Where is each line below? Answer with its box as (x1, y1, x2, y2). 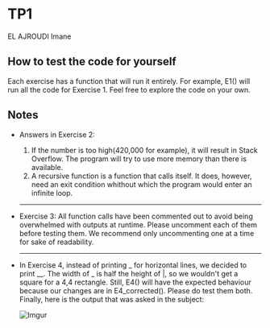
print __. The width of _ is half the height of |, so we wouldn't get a (19, 268, 239, 278)
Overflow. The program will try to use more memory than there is (31, 154, 247, 164)
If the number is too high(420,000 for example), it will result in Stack (31, 145, 259, 155)
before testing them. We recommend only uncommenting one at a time (19, 228, 255, 238)
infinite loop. (31, 188, 73, 197)
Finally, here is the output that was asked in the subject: (19, 294, 205, 304)
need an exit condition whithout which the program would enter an (31, 179, 252, 189)
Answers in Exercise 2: (19, 130, 96, 139)
